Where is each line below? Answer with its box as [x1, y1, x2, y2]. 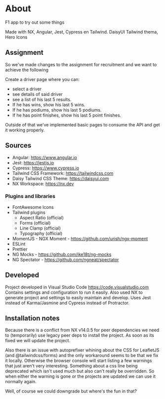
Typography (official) [19, 230, 63, 236]
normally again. [5, 379, 37, 385]
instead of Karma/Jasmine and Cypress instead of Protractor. [5, 300, 130, 306]
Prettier [12, 246, 28, 252]
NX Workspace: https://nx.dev [12, 181, 74, 187]
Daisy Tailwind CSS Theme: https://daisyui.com [12, 175, 109, 181]
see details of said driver [12, 91, 63, 97]
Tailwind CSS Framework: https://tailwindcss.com [12, 170, 114, 176]
